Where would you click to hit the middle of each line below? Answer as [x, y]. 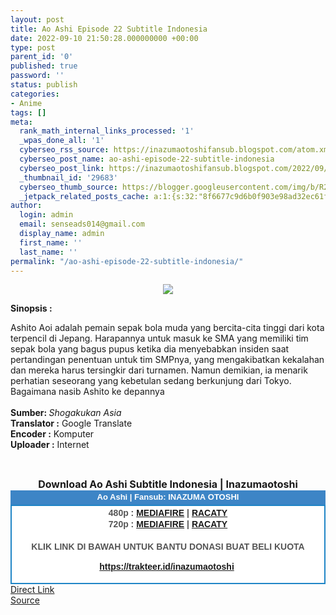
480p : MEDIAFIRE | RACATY [168, 512]
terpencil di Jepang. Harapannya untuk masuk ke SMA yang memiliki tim [159, 338]
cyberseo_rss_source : [64, 150]
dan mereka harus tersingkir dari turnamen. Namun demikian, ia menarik [159, 370]
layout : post [37, 19]
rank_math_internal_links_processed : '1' [107, 131]
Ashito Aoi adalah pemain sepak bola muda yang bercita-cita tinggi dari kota [167, 328]
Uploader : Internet [50, 445]
